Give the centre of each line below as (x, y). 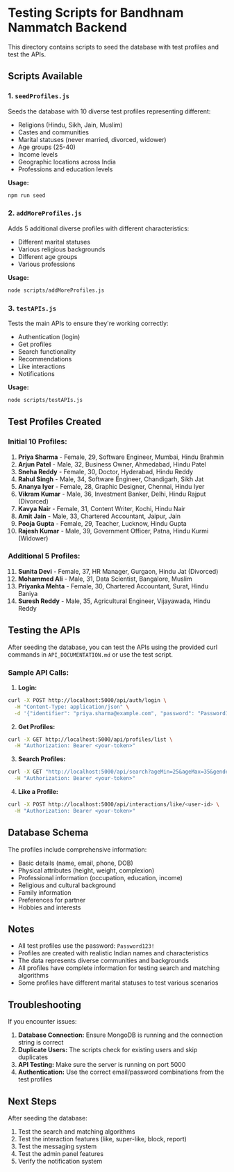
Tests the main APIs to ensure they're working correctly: (88, 323)
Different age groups (48, 256)
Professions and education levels (65, 169)
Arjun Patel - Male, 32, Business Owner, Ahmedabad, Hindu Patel (112, 464)
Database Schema (48, 833)
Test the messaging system (57, 1146)
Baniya (28, 593)
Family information (44, 892)
